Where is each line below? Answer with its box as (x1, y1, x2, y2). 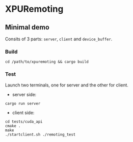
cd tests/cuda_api (5, 119, 43, 124)
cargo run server (5, 101, 41, 106)
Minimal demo (5, 23, 50, 31)
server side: (12, 91, 37, 97)
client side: (12, 110, 35, 115)
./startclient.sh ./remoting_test (5, 132, 76, 137)
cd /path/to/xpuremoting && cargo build (5, 59, 89, 64)
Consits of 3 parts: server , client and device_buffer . (5, 36, 113, 42)
